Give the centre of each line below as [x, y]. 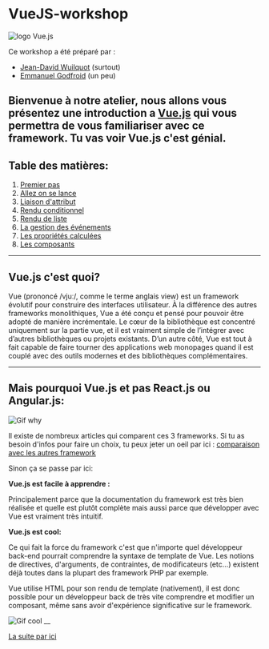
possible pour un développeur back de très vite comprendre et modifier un [131, 596]
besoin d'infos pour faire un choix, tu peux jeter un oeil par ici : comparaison [134, 444]
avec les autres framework [52, 452]
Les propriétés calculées [60, 236]
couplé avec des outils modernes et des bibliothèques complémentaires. [128, 355]
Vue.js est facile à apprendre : [59, 483]
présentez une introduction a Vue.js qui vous [123, 113]
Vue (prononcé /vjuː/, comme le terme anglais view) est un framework [124, 296]
